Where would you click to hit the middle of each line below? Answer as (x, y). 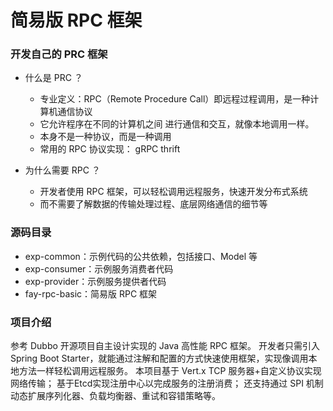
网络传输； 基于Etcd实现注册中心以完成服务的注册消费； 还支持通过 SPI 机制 (167, 383)
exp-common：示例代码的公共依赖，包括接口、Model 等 (141, 256)
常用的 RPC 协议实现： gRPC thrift (110, 149)
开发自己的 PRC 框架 (59, 54)
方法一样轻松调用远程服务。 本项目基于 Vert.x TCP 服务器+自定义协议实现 (170, 371)
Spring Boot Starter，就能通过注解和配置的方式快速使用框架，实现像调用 (159, 358)
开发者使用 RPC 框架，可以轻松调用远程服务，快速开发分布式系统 (173, 192)
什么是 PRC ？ (53, 78)
